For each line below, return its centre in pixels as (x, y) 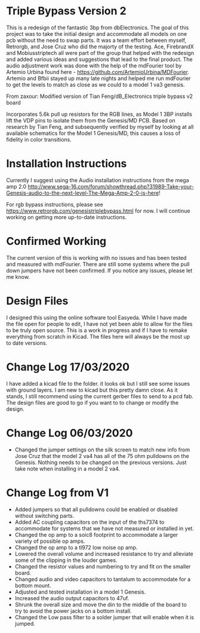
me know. (18, 276)
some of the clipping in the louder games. (66, 560)
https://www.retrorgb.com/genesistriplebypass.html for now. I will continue (98, 211)
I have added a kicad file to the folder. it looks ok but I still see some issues (98, 383)
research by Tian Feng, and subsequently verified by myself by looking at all (100, 127)
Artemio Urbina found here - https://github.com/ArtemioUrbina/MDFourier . (98, 72)
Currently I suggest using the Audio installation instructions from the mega (98, 180)
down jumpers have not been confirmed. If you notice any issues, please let (99, 271)
